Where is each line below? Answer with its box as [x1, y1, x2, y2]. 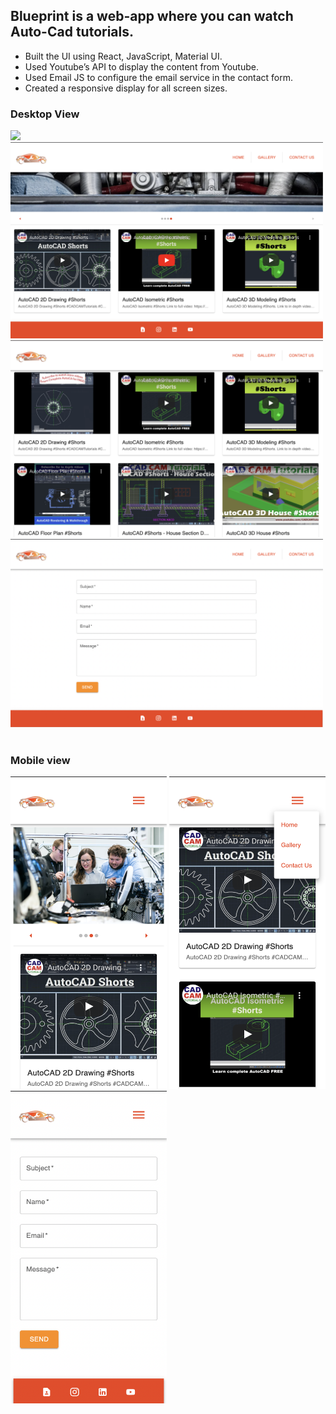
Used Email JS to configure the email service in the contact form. [24, 71, 294, 83]
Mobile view [10, 753, 71, 767]
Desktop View [10, 107, 80, 121]
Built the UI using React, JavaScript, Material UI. [24, 50, 223, 62]
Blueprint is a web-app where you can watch [10, 8, 294, 25]
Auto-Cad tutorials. [10, 24, 134, 41]
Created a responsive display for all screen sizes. [24, 82, 228, 94]
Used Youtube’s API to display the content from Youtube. [24, 60, 259, 73]
